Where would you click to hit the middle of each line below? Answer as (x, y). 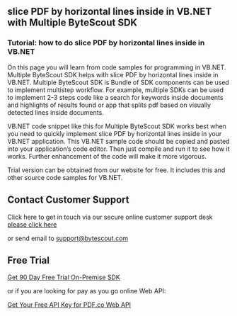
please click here (32, 224)
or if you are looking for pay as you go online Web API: (87, 291)
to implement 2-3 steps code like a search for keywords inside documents (115, 97)
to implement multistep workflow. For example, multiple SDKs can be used (116, 90)
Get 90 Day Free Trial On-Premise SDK (64, 277)
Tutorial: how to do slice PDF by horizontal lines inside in (106, 43)
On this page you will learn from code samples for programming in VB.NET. (117, 67)
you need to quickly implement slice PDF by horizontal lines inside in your (115, 133)
